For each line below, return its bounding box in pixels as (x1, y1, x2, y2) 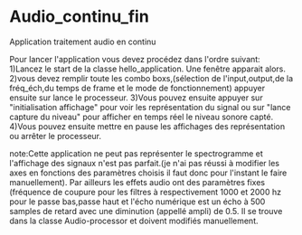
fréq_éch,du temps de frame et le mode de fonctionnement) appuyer (9, 82, 266, 93)
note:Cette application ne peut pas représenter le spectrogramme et (9, 147, 264, 159)
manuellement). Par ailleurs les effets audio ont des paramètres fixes (9, 176, 265, 187)
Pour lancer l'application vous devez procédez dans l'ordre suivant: (9, 53, 260, 64)
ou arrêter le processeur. (9, 130, 102, 141)
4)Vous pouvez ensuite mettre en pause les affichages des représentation (9, 120, 286, 132)
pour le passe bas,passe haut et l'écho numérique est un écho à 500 (9, 196, 266, 207)
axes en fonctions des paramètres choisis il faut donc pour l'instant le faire (9, 167, 288, 178)
